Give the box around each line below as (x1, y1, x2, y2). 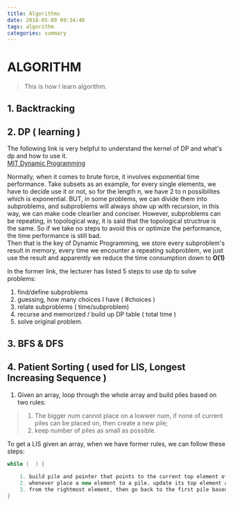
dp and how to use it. (7, 152, 68, 160)
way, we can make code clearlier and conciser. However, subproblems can (7, 210, 221, 218)
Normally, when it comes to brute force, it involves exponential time (7, 173, 200, 181)
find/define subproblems (17, 288, 88, 296)
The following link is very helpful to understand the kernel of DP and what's (7, 144, 223, 153)
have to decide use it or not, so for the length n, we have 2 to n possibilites (7, 187, 221, 196)
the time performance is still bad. (7, 232, 102, 240)
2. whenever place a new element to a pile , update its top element (19, 480, 222, 487)
